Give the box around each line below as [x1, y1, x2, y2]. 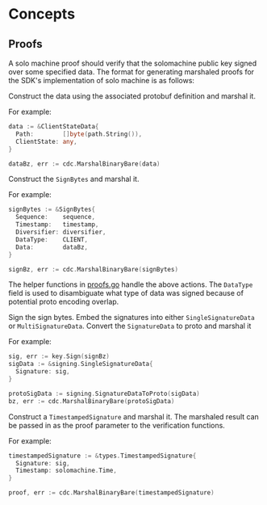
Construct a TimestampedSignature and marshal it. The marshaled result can [8, 411, 260, 421]
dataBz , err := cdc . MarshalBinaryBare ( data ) [8, 159, 161, 168]
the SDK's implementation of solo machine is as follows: [8, 76, 195, 85]
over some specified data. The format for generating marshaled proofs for [8, 67, 255, 77]
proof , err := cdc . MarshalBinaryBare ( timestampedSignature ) [8, 489, 215, 497]
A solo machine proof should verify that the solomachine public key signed [8, 58, 257, 68]
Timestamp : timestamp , [15, 221, 99, 229]
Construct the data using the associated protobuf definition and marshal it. [8, 91, 257, 101]
